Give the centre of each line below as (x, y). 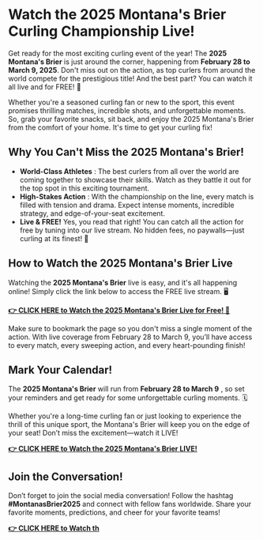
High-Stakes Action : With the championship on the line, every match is (137, 196)
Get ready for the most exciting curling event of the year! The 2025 (118, 53)
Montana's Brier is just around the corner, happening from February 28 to (129, 62)
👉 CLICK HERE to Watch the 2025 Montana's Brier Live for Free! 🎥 (119, 310)
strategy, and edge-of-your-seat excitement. (92, 213)
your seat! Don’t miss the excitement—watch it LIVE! (93, 433)
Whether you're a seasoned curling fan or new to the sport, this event (121, 102)
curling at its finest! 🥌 (54, 238)
